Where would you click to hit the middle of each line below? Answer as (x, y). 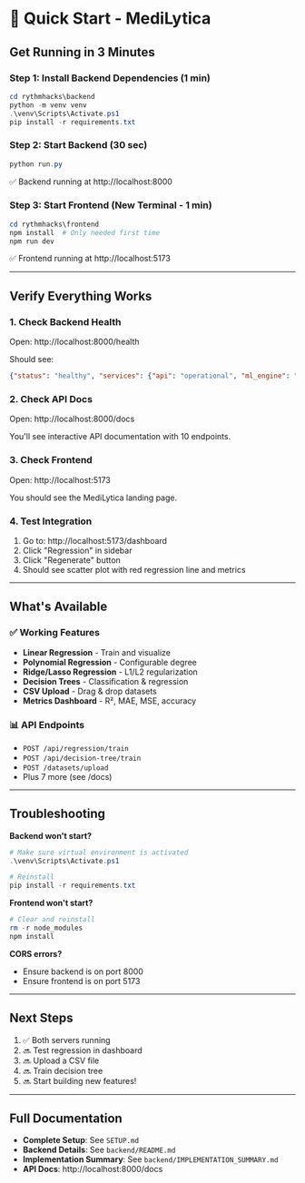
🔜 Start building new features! (79, 1080)
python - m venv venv (49, 105)
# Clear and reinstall (52, 920)
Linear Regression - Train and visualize (96, 652)
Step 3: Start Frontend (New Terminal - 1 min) (111, 205)
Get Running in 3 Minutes (83, 52)
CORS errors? (36, 953)
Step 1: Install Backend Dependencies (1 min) (110, 78)
